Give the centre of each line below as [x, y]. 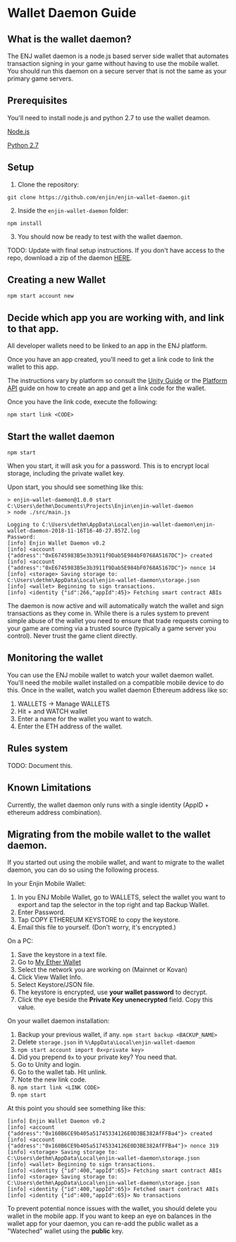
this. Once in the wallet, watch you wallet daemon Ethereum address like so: [118, 690]
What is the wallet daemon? [69, 39]
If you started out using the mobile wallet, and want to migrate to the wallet [116, 863]
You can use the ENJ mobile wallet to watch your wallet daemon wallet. [111, 675]
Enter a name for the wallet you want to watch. [85, 718]
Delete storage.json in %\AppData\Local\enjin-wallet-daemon [106, 1042]
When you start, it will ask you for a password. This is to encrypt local [108, 466]
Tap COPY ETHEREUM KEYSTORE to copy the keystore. [99, 920]
